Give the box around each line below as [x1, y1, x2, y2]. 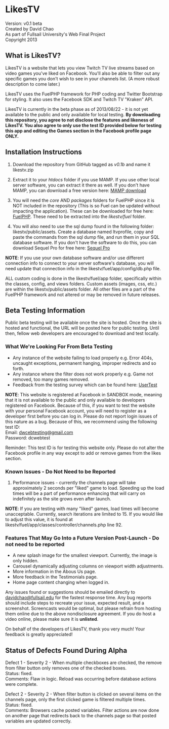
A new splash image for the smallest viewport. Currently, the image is [12, 552, 157, 558]
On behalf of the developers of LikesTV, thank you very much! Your [5, 626, 145, 632]
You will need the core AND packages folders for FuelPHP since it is [12, 197, 155, 203]
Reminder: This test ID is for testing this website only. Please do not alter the [5, 445, 164, 451]
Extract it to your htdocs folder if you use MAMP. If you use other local [12, 176, 159, 182]
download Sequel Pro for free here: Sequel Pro [12, 245, 110, 251]
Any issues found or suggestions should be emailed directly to [5, 589, 136, 595]
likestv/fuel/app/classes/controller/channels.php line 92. [5, 522, 123, 528]
